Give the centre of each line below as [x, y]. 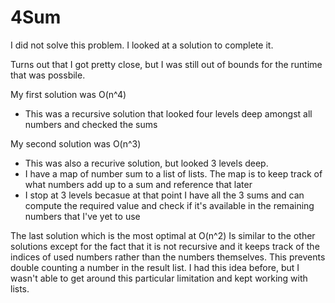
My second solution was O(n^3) [76, 143]
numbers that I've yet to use [82, 216]
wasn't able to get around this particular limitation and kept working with [159, 278]
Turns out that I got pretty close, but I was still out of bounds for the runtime [166, 64]
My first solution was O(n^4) [68, 94]
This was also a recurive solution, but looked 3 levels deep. [146, 163]
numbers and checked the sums [91, 124]
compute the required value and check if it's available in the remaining [169, 205]
